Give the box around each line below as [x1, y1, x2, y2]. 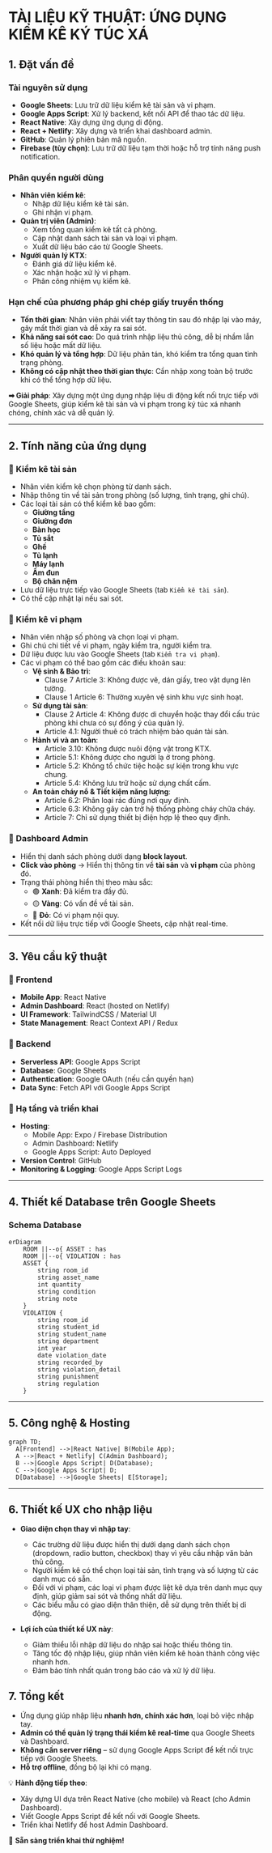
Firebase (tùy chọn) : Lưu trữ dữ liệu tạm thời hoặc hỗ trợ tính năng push [19, 142, 261, 153]
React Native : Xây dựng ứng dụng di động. [19, 117, 164, 127]
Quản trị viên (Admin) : [19, 216, 96, 226]
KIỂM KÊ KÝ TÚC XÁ [8, 25, 149, 44]
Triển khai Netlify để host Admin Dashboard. [19, 1820, 168, 1830]
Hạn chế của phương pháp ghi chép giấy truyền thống [8, 296, 224, 308]
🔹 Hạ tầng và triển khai [8, 1103, 99, 1114]
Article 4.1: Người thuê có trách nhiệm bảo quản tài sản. [44, 727, 229, 737]
